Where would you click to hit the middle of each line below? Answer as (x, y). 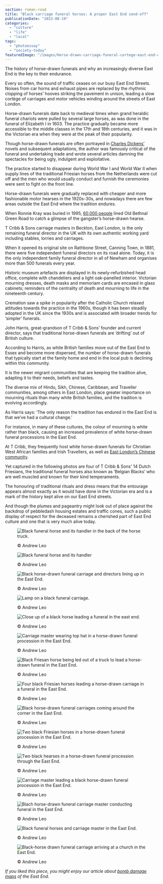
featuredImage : (20, 55)
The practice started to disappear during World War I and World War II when (81, 169)
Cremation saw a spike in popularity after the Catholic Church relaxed (74, 303)
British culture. (20, 338)
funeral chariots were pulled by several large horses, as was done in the (77, 119)
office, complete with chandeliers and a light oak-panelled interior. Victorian (81, 278)
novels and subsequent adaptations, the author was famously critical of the (80, 149)
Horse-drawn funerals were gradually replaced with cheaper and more (76, 193)
